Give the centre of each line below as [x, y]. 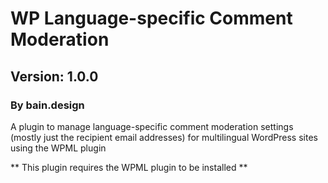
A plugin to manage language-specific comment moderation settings [152, 126]
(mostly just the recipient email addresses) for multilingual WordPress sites [164, 137]
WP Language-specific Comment [151, 18]
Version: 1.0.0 [54, 76]
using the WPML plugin [58, 148]
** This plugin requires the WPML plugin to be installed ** [129, 167]
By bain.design [47, 105]
